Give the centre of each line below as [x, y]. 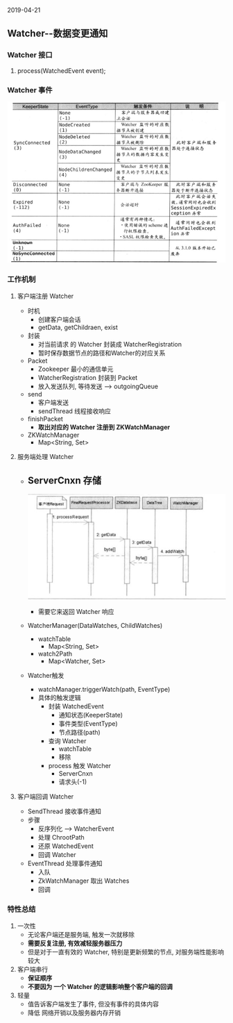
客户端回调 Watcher [45, 797]
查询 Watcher [67, 741]
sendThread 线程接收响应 [74, 411]
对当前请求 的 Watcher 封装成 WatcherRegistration [110, 344]
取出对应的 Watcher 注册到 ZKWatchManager [104, 427]
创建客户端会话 [59, 319]
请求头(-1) [73, 782]
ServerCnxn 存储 [64, 481]
